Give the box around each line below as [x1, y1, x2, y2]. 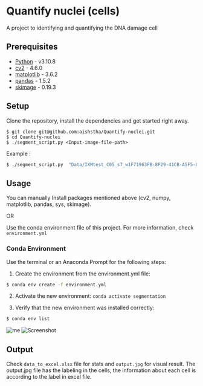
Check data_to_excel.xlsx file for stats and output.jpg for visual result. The [6, 361, 196, 368]
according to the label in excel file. [6, 373, 92, 381]
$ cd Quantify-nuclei [6, 134, 61, 140]
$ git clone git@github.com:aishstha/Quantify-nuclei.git [6, 129, 155, 135]
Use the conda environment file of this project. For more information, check [6, 224, 194, 231]
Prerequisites [6, 42, 58, 52]
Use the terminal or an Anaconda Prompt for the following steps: [6, 258, 167, 265]
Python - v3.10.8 [14, 57, 56, 65]
